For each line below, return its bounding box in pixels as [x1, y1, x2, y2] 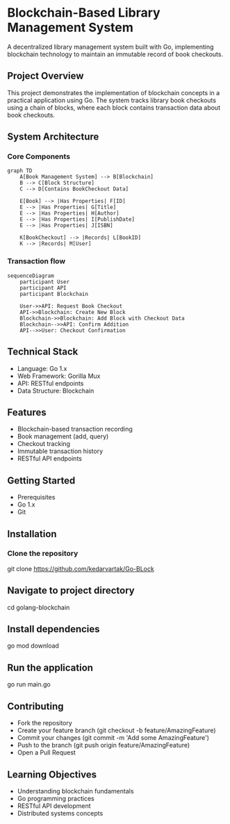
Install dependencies [7, 623, 100, 635]
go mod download [7, 641, 59, 650]
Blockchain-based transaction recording [17, 425, 133, 434]
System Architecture [7, 131, 99, 143]
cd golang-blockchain [7, 603, 70, 611]
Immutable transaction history [17, 447, 103, 456]
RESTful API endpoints [17, 454, 82, 463]
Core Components [7, 151, 71, 161]
